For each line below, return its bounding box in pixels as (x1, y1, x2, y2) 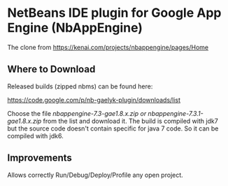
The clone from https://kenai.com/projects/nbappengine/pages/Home (7, 43, 208, 51)
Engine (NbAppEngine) (7, 20, 143, 36)
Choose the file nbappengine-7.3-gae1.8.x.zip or (7, 109, 147, 117)
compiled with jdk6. (7, 131, 64, 140)
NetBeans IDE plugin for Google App (7, 5, 222, 21)
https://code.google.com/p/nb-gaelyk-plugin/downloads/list (7, 95, 180, 104)
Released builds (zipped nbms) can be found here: (7, 82, 153, 91)
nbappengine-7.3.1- (148, 109, 204, 117)
